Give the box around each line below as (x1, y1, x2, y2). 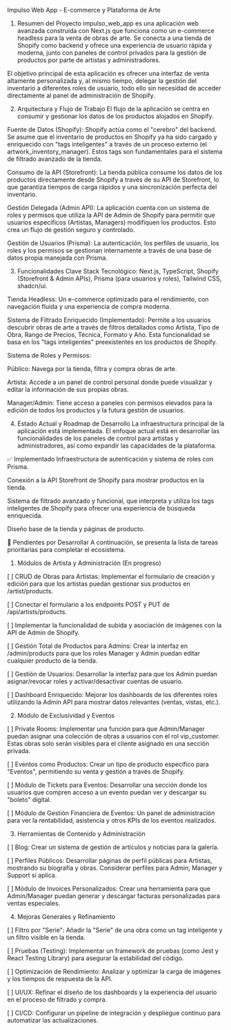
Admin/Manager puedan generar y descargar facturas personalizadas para (7, 892, 221, 900)
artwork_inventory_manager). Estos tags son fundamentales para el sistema (7, 148, 223, 155)
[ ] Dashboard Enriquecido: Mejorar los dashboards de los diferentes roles (7, 691, 218, 698)
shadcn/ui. (17, 282, 48, 289)
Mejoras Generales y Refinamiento (17, 913, 116, 921)
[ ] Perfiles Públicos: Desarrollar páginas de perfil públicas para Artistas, (7, 857, 212, 864)
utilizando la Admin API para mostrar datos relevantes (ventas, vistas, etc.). (7, 698, 221, 706)
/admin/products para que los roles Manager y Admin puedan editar (7, 649, 201, 657)
